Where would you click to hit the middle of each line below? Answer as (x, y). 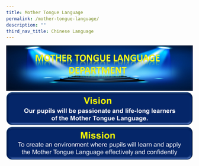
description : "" (26, 25)
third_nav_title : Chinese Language (50, 31)
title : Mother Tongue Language (45, 12)
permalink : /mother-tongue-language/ (53, 19)
